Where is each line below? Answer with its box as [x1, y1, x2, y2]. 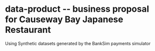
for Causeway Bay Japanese [5, 14, 124, 25]
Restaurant [5, 25, 51, 35]
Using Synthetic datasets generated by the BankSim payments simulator [5, 40, 151, 46]
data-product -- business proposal [5, 3, 149, 15]
